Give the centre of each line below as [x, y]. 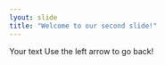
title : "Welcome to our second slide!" [83, 26]
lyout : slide [33, 17]
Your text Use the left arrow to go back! [82, 51]
